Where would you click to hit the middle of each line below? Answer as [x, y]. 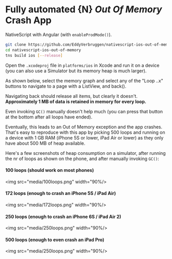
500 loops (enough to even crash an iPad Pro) [55, 240]
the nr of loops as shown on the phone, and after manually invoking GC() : [82, 158]
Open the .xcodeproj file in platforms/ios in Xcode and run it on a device [82, 65]
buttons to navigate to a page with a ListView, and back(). [66, 86]
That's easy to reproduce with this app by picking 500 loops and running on [85, 132]
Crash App [28, 20]
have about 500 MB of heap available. [45, 143]
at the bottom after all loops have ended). [49, 117]
